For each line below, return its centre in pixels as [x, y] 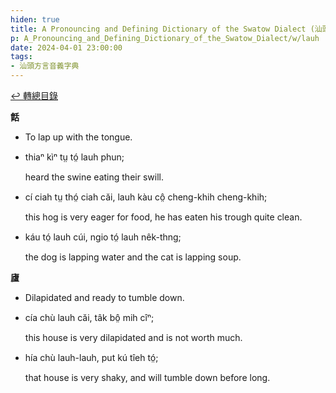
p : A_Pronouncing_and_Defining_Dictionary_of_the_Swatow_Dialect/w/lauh [165, 38]
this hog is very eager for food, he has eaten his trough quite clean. [163, 217]
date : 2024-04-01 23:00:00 [66, 47]
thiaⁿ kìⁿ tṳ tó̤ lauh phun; [74, 157]
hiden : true [35, 19]
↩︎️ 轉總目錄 [34, 95]
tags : [21, 57]
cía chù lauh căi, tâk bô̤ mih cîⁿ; [89, 317]
